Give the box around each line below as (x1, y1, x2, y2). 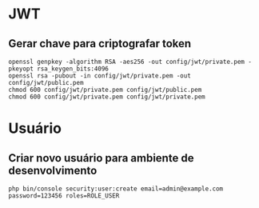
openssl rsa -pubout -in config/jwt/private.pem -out (8, 72, 192, 80)
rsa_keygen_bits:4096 (37, 65, 110, 73)
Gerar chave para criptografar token (8, 37, 192, 50)
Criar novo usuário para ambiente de (8, 151, 194, 165)
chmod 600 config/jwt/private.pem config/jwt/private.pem (8, 93, 205, 101)
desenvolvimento (8, 163, 98, 177)
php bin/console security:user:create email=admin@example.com (8, 185, 224, 193)
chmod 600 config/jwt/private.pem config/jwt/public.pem (8, 86, 202, 94)
